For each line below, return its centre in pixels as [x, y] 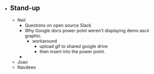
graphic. [33, 36]
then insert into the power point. [72, 51]
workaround [44, 41]
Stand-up [25, 8]
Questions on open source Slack [58, 25]
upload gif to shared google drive [74, 46]
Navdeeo [27, 67]
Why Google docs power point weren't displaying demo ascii [87, 30]
